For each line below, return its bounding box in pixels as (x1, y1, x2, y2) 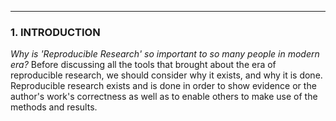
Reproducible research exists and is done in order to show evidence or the (10, 80, 317, 92)
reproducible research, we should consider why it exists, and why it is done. (10, 69, 323, 81)
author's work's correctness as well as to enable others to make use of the (10, 91, 318, 103)
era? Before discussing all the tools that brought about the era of (10, 59, 277, 71)
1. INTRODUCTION (10, 25, 101, 39)
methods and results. (10, 101, 98, 113)
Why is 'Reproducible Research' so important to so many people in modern (10, 48, 320, 60)
